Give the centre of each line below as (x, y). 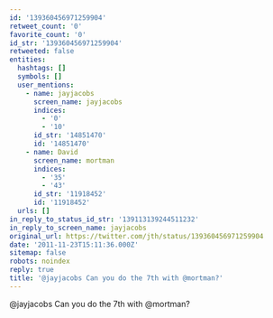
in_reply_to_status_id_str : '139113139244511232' (105, 219)
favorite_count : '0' (48, 34)
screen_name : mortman (74, 160)
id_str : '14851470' (69, 136)
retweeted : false (42, 51)
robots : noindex (40, 262)
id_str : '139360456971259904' (66, 43)
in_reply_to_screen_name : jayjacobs (78, 228)
